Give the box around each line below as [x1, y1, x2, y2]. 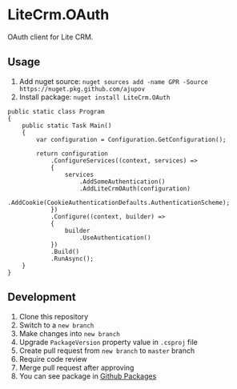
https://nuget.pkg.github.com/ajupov [18, 85, 146, 93]
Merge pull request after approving [18, 363, 135, 372]
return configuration [36, 150, 109, 158]
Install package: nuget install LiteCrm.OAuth [18, 92, 171, 102]
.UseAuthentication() [78, 234, 151, 242]
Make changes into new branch [18, 328, 121, 338]
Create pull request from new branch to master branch [18, 346, 195, 355]
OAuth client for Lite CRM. [7, 32, 94, 42]
